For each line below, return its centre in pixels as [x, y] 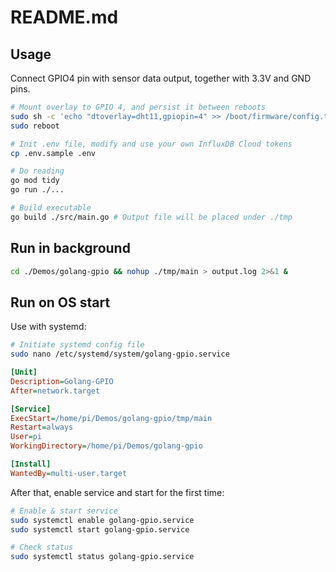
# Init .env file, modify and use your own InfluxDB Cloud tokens [151, 144]
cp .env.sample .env [53, 153]
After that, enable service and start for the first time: [117, 492]
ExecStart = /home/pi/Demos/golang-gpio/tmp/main [111, 418]
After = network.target [55, 391]
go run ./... [37, 190]
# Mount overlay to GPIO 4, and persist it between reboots [138, 107]
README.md [64, 17]
